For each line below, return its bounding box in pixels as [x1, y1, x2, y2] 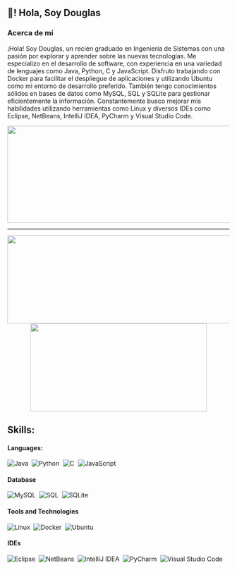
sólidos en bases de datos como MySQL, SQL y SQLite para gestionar [7, 89, 210, 97]
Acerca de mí [7, 28, 54, 38]
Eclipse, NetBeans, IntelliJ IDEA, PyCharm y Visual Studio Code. [7, 111, 193, 120]
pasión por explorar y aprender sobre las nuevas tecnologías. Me [7, 51, 197, 60]
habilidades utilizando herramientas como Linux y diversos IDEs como [7, 104, 212, 113]
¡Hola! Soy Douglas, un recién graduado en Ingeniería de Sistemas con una [7, 44, 225, 53]
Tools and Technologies [7, 507, 79, 516]
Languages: [7, 443, 44, 452]
